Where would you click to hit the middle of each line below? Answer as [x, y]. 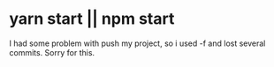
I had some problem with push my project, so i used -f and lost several [137, 43]
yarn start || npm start [92, 19]
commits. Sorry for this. [52, 52]
